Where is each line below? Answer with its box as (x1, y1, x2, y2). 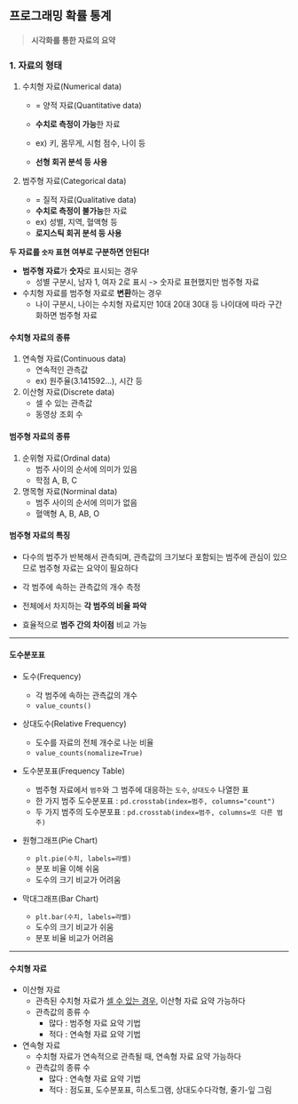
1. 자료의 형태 (9, 59, 63, 71)
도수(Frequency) (21, 671, 82, 682)
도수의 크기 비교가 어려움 (35, 875, 122, 885)
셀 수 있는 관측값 (35, 398, 93, 409)
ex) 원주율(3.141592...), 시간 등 (35, 376, 144, 387)
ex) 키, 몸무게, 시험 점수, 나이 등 (35, 138, 146, 148)
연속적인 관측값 (35, 364, 89, 375)
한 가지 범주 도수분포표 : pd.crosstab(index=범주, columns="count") (35, 796, 276, 806)
